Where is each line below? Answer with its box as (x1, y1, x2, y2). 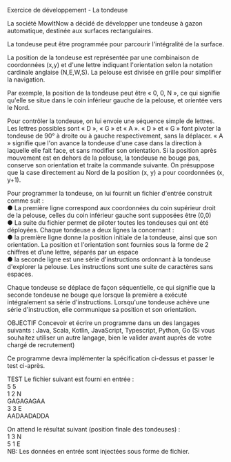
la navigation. (7, 75, 46, 84)
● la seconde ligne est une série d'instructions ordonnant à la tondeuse (7, 255, 211, 264)
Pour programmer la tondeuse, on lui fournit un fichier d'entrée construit (7, 190, 212, 197)
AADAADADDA (7, 412, 50, 420)
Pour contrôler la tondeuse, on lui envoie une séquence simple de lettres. (7, 117, 215, 125)
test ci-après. (7, 362, 46, 369)
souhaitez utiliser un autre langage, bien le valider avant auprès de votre (7, 333, 212, 342)
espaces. (7, 270, 33, 278)
